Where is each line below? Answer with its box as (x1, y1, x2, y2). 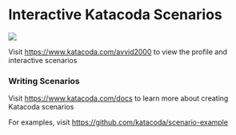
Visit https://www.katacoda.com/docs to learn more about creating (8, 93, 229, 103)
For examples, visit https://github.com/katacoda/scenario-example (8, 117, 228, 127)
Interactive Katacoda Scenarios (8, 6, 222, 24)
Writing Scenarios (8, 75, 80, 86)
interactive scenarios (8, 55, 78, 65)
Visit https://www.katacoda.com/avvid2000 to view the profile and (8, 46, 228, 57)
